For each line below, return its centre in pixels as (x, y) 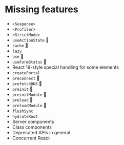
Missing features (42, 9)
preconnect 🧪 (26, 78)
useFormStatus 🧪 (29, 61)
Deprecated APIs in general (41, 132)
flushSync (23, 111)
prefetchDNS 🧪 (27, 84)
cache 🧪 (20, 45)
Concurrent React (31, 138)
